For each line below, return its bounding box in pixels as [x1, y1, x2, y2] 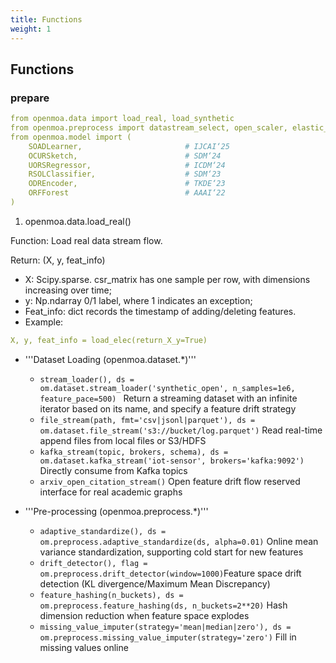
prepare [10, 91, 50, 105]
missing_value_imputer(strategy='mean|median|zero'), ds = [39, 622, 292, 632]
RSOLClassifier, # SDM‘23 [28, 169, 222, 180]
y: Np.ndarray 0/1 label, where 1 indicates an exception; [24, 294, 253, 306]
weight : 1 [10, 24, 52, 34]
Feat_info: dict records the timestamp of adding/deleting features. [24, 305, 297, 317]
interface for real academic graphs [39, 486, 183, 498]
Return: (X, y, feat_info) [10, 254, 106, 266]
